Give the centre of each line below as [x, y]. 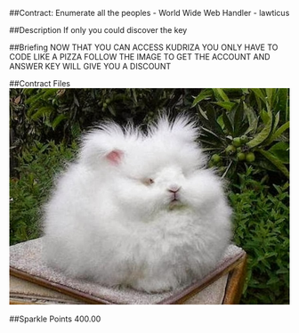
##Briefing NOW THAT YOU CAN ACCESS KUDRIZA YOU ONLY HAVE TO [144, 47]
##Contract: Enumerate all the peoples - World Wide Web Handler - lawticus [149, 13]
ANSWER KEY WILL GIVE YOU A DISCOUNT [90, 66]
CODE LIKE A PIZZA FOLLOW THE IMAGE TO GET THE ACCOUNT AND [140, 57]
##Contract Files [40, 83]
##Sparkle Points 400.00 [55, 319]
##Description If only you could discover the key [98, 30]
